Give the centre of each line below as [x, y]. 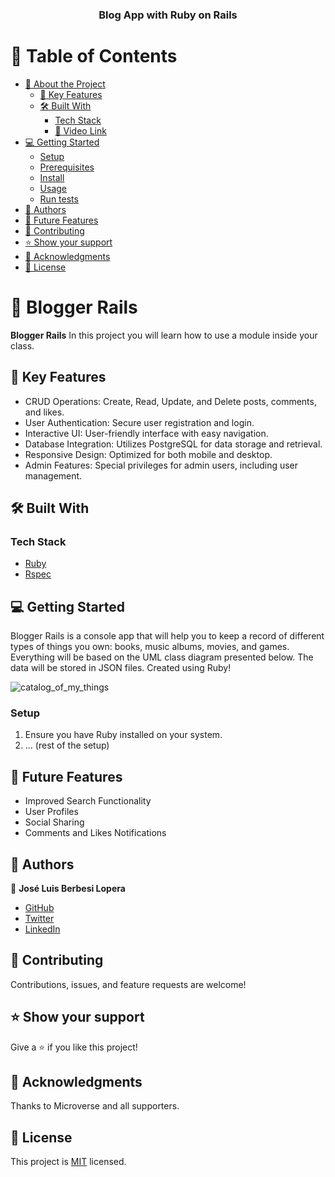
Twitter [39, 919]
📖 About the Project [65, 84]
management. [53, 475]
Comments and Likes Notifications [95, 833]
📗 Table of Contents [94, 56]
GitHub [39, 908]
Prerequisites [67, 167]
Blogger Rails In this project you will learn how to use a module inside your [164, 335]
